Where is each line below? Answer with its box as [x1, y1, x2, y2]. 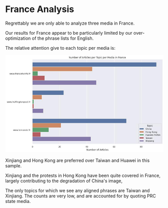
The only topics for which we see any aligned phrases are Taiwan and [5, 187, 150, 193]
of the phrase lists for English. [32, 35, 94, 41]
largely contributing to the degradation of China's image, [5, 177, 123, 184]
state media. [5, 198, 31, 204]
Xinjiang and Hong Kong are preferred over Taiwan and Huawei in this [5, 157, 150, 163]
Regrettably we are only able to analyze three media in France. [5, 20, 135, 26]
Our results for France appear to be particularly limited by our [5, 30, 132, 36]
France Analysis [5, 4, 74, 15]
